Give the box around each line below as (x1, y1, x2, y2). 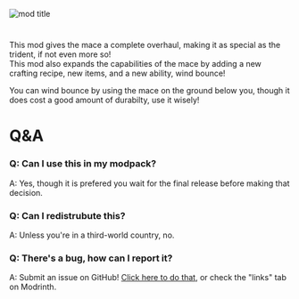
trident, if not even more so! (9, 49, 112, 60)
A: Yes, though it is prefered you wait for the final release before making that (9, 178, 290, 189)
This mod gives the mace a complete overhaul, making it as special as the (9, 40, 281, 51)
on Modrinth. (9, 281, 57, 293)
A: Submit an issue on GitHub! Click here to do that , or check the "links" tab (9, 272, 287, 283)
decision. (9, 187, 43, 198)
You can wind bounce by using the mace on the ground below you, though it (9, 85, 290, 96)
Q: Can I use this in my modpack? (9, 158, 157, 170)
